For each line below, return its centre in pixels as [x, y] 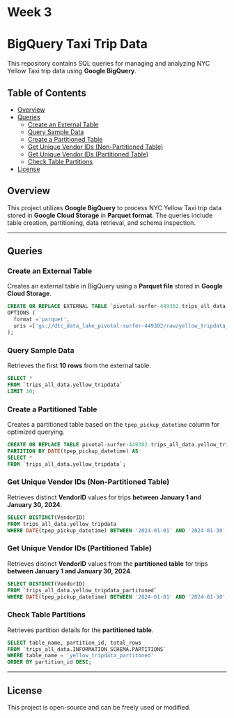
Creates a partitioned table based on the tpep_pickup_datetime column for [114, 425]
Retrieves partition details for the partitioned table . [80, 630]
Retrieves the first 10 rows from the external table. [79, 366]
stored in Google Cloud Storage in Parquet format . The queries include [110, 215]
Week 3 [30, 12]
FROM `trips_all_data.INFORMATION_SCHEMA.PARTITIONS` [87, 649]
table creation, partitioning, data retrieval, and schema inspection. [102, 222]
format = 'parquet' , [42, 320]
